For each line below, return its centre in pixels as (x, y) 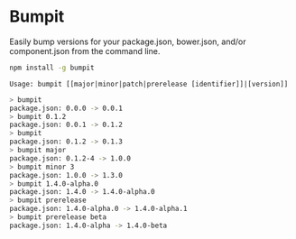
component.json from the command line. (85, 51)
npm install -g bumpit (52, 68)
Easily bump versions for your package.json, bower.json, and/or (128, 41)
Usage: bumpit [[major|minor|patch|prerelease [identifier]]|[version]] (149, 84)
